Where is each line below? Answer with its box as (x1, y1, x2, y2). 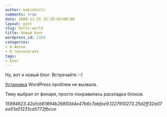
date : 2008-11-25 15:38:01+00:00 (5, 16, 75, 21)
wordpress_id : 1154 (5, 35, 46, 40)
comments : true (5, 12, 37, 17)
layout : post (5, 21, 32, 26)
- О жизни (5, 44, 26, 49)
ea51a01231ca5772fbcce (5, 106, 57, 112)
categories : (5, 40, 30, 45)
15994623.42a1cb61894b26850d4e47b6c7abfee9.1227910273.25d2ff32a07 (5, 101, 162, 107)
